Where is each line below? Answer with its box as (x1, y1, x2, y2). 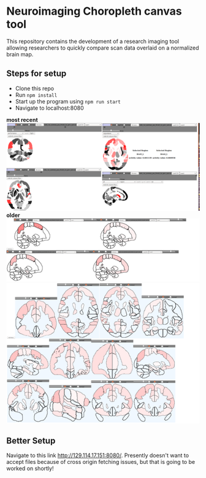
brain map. (6, 50, 34, 58)
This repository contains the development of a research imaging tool (6, 37, 180, 45)
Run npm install (15, 91, 58, 99)
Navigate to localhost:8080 (15, 104, 84, 112)
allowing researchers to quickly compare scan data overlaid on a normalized (6, 44, 199, 51)
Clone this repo (15, 85, 54, 92)
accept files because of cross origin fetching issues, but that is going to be (6, 458, 195, 465)
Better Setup (6, 435, 56, 446)
